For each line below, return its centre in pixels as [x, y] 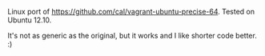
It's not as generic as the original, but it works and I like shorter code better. [132, 36]
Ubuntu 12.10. [30, 20]
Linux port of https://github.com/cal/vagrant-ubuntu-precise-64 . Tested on [131, 12]
